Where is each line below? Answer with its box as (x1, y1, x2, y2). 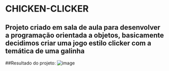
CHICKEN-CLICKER (5, 3, 89, 15)
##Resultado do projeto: (5, 60, 56, 66)
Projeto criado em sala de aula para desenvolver (5, 23, 161, 32)
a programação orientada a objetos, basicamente (5, 31, 164, 39)
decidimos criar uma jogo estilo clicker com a (5, 39, 151, 47)
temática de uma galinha (5, 46, 85, 55)
